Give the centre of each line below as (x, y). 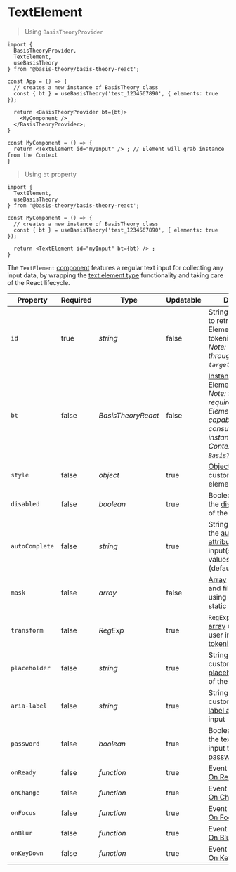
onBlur (22, 833)
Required (77, 300)
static (217, 606)
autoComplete (33, 546)
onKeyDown (27, 853)
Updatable (184, 300)
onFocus (24, 813)
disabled (25, 504)
